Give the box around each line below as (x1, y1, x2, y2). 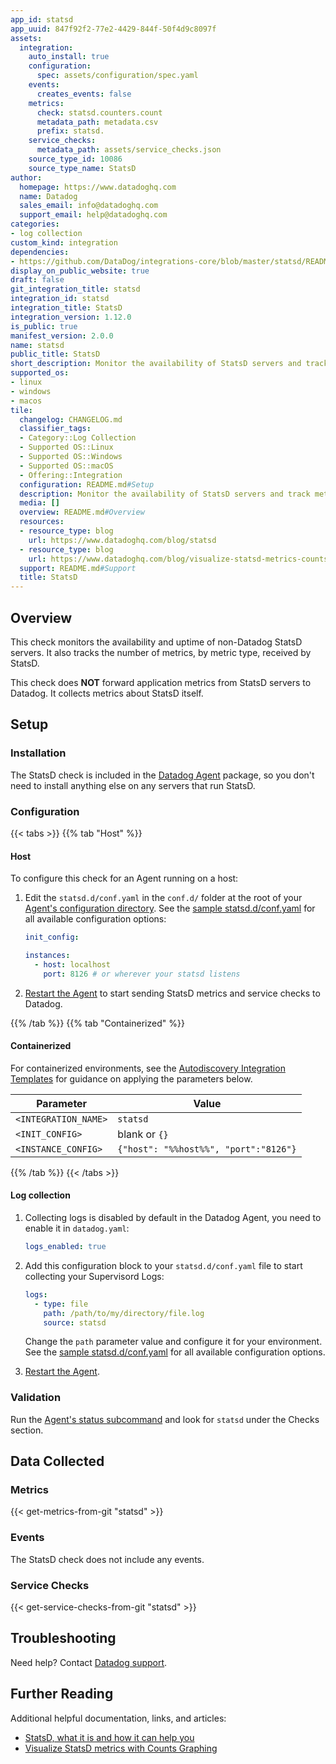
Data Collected (10, 1453, 105, 1470)
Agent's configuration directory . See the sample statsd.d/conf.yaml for (24, 902, 316, 915)
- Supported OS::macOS (19, 461, 114, 471)
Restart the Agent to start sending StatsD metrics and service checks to (24, 987, 321, 999)
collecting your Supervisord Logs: (24, 1270, 165, 1282)
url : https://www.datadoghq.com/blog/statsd (28, 535, 217, 545)
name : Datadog (19, 191, 78, 201)
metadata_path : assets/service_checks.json (36, 145, 222, 155)
